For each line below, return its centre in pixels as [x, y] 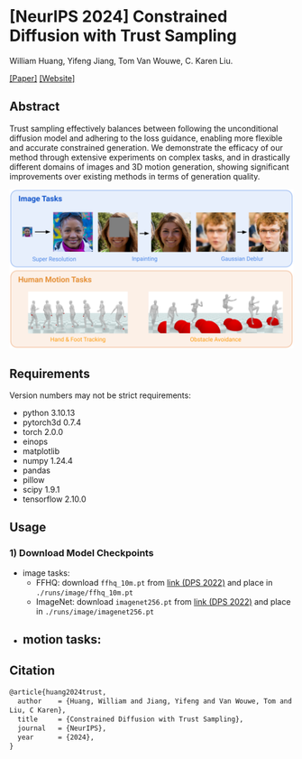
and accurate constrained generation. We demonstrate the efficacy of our [146, 147]
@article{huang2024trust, [58, 692]
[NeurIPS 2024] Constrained [119, 17]
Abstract [35, 107]
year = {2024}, [56, 737]
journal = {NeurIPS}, [62, 728]
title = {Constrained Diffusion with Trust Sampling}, [131, 719]
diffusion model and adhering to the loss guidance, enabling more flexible [146, 138]
